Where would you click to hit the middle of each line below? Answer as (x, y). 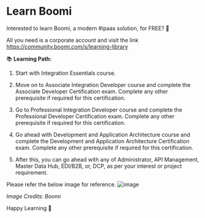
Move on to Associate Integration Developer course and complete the (103, 85)
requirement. (31, 172)
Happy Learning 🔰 (29, 208)
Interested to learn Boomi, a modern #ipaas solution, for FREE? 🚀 (88, 28)
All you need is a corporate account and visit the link (73, 40)
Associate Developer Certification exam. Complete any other (91, 91)
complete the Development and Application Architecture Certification (102, 141)
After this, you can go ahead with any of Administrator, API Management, (107, 159)
